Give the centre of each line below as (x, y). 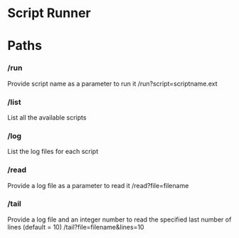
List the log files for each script (53, 152)
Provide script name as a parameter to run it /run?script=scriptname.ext (113, 83)
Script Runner (49, 13)
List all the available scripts (47, 117)
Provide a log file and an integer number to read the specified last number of (119, 219)
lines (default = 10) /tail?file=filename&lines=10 (76, 227)
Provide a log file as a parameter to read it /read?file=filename (98, 185)
